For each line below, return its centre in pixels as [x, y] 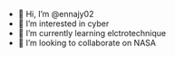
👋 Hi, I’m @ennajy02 [56, 14]
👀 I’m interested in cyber [63, 24]
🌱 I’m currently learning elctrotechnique [92, 33]
